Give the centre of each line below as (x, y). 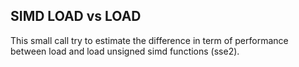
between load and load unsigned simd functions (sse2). (125, 51)
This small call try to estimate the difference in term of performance (149, 40)
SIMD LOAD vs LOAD (76, 16)
